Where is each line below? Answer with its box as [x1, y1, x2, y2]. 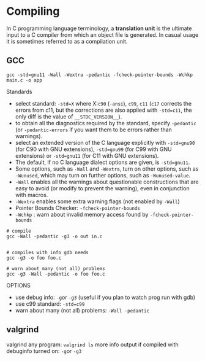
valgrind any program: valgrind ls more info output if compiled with [6, 341, 179, 348]
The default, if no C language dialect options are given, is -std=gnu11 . [15, 158, 190, 166]
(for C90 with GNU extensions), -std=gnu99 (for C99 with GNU [15, 146, 173, 153]
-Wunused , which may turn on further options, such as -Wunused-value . [15, 171, 191, 179]
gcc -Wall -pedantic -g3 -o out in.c [6, 233, 103, 239]
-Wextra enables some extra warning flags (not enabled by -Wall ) [15, 198, 181, 205]
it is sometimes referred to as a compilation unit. [6, 37, 128, 45]
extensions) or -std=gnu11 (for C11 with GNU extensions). [15, 152, 159, 159]
